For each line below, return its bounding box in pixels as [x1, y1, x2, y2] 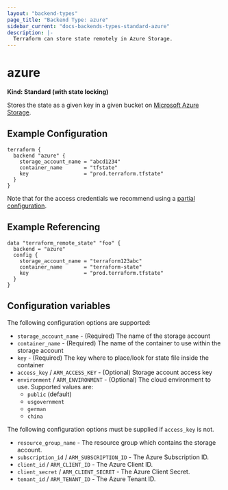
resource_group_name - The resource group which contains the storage [16, 438, 216, 446]
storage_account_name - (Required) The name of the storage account [16, 332, 211, 340]
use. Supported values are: [16, 382, 94, 391]
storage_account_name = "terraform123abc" [19, 258, 142, 265]
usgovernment [27, 398, 65, 405]
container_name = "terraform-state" [19, 263, 142, 271]
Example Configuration [7, 128, 108, 140]
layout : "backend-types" [7, 10, 78, 17]
